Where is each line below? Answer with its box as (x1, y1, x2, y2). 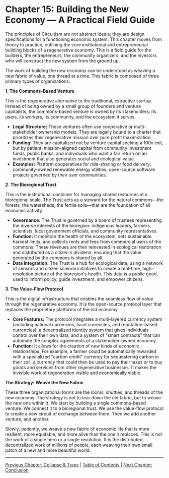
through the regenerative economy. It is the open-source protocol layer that (5, 301, 162, 307)
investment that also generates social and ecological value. (12, 155, 135, 162)
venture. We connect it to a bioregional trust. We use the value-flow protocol (5, 405, 164, 411)
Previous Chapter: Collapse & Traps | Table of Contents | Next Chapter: (5, 461, 152, 467)
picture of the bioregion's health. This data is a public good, (34, 271, 158, 277)
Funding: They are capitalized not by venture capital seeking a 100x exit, (12, 140, 163, 146)
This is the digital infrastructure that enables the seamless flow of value (5, 295, 153, 302)
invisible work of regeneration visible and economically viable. (12, 370, 142, 376)
